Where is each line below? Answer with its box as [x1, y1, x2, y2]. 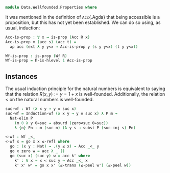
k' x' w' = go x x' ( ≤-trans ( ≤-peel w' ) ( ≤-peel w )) [14, 163, 131, 168]
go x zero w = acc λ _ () [10, 149, 65, 154]
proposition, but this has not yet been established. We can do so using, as [5, 19, 161, 25]
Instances [5, 72, 38, 81]
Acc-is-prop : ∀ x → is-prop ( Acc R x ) [5, 35, 90, 40]
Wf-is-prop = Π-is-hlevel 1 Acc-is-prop [5, 58, 93, 63]
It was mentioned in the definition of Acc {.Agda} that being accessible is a [5, 14, 160, 20]
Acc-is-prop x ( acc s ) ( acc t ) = [5, 39, 77, 44]
